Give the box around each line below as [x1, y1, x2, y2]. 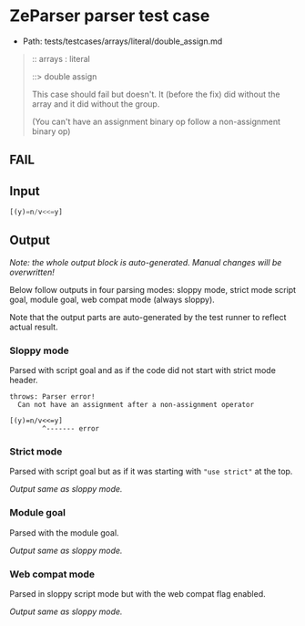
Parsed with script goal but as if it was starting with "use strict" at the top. [9, 466, 293, 477]
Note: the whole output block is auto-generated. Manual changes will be [9, 256, 282, 267]
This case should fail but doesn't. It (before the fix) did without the [31, 89, 280, 99]
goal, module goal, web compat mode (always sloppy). [9, 294, 216, 305]
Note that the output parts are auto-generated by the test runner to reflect [9, 311, 287, 322]
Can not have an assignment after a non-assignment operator [17, 401, 255, 410]
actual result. [9, 321, 58, 332]
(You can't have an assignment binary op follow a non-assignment [31, 116, 280, 127]
